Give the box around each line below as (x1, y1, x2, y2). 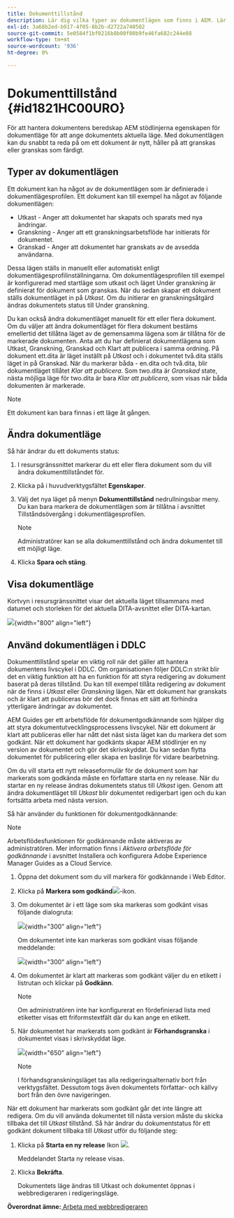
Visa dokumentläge (7, 578, 94, 590)
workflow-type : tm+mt (7, 36, 71, 43)
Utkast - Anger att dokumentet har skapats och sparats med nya (17, 213, 203, 221)
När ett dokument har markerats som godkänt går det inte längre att (7, 1104, 203, 1112)
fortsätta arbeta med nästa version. (7, 796, 109, 805)
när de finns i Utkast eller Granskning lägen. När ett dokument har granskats (7, 687, 227, 696)
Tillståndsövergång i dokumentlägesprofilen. (17, 510, 146, 518)
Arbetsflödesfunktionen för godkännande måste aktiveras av (7, 837, 182, 845)
